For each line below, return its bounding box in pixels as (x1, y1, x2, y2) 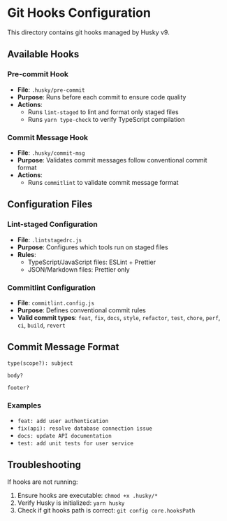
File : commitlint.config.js (17, 298, 95, 307)
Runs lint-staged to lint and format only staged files (27, 107, 180, 116)
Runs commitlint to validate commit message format (27, 178, 180, 186)
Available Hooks (7, 48, 80, 60)
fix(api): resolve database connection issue (17, 425, 152, 432)
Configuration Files (7, 198, 93, 211)
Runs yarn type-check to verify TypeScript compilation (27, 115, 185, 123)
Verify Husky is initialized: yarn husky (17, 499, 125, 507)
